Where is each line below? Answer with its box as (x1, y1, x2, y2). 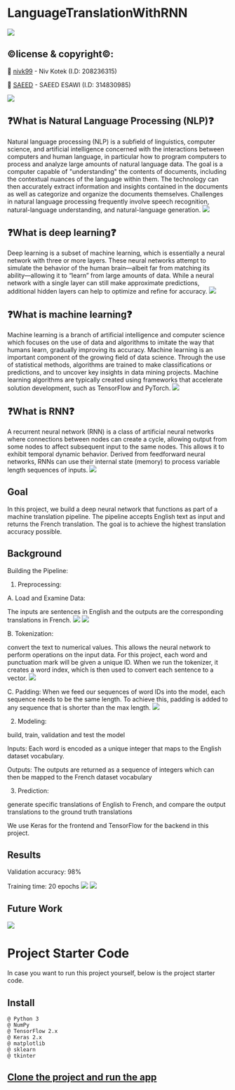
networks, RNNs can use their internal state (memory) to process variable (7, 458, 220, 465)
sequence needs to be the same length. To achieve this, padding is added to (7, 695, 228, 703)
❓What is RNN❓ (7, 405, 75, 417)
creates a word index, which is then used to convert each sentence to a (7, 665, 214, 674)
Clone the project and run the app (7, 1072, 157, 1084)
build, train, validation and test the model (7, 730, 125, 739)
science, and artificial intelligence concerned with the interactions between (7, 144, 224, 153)
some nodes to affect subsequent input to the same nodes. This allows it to (7, 442, 224, 451)
